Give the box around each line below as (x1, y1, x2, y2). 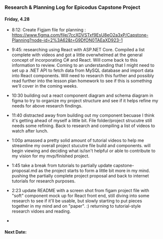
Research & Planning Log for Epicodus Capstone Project (4, 4, 140, 11)
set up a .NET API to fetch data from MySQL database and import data (11, 67, 154, 73)
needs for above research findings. (11, 103, 83, 109)
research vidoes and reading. (11, 208, 71, 214)
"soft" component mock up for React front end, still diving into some (11, 193, 150, 199)
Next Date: (4, 229, 27, 235)
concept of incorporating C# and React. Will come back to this (11, 57, 138, 63)
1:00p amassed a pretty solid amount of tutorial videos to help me (11, 137, 144, 143)
